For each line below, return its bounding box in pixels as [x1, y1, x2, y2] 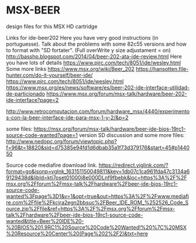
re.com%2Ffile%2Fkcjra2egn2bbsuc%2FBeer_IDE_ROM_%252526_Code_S [6, 198, 189, 206]
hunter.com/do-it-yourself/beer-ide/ [6, 71, 93, 78]
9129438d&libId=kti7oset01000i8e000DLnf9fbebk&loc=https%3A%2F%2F [6, 174, 187, 181]
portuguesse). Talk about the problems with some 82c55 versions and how [6, 40, 187, 47]
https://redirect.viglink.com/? [98, 162, 169, 169]
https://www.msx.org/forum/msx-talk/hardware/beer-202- [46, 90, 187, 97]
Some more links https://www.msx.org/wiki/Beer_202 [6, 65, 135, 72]
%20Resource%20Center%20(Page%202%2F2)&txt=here [6, 230, 148, 237]
